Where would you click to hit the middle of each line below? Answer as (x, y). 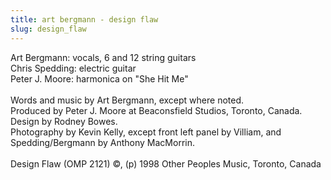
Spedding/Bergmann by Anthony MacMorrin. (103, 142)
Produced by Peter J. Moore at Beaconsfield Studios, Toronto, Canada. (156, 110)
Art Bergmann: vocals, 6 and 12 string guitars (103, 57)
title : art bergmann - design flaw (84, 19)
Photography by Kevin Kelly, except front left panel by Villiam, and (146, 132)
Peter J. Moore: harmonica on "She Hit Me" (99, 78)
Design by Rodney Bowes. (64, 121)
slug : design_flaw (48, 29)
